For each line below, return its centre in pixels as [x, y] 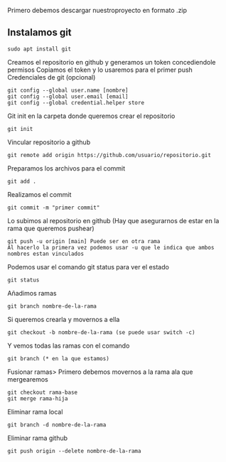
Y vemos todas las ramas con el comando [69, 345]
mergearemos [28, 379]
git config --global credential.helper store [76, 102]
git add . [22, 181]
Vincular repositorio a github [49, 142]
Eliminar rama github [38, 438]
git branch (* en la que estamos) [59, 358]
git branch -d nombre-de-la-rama [57, 425]
